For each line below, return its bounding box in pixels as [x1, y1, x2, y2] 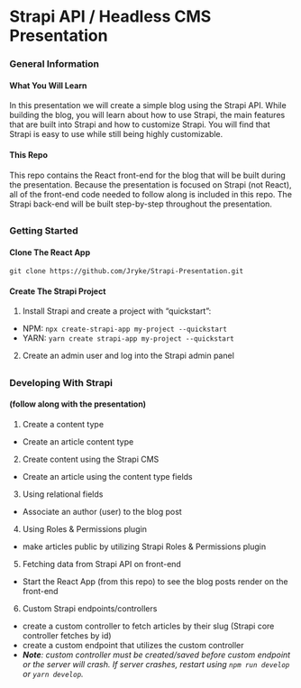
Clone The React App [9, 246, 91, 258]
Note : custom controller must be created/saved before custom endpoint [22, 649, 291, 660]
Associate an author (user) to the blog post [22, 506, 182, 517]
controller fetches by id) [22, 629, 112, 641]
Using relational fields [22, 489, 104, 500]
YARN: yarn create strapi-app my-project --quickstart [22, 333, 234, 344]
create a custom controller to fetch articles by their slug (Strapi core [22, 620, 275, 631]
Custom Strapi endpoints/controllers [22, 602, 158, 614]
